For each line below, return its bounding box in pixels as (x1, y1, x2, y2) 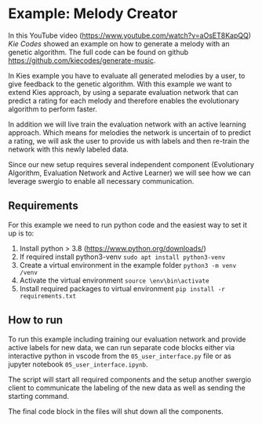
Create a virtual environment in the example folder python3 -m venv (19, 260, 237, 269)
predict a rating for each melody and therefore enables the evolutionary (8, 96, 239, 105)
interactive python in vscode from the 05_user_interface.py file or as (8, 351, 231, 360)
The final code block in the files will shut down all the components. (8, 406, 224, 416)
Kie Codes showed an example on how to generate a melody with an (8, 38, 230, 48)
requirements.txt (19, 292, 77, 300)
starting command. (8, 391, 69, 400)
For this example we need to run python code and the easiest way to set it (8, 220, 247, 229)
